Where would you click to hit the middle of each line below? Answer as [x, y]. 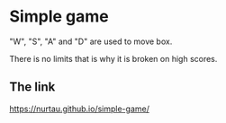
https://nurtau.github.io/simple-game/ [80, 109]
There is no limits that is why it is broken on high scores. [113, 58]
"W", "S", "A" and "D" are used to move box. [91, 41]
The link [32, 87]
